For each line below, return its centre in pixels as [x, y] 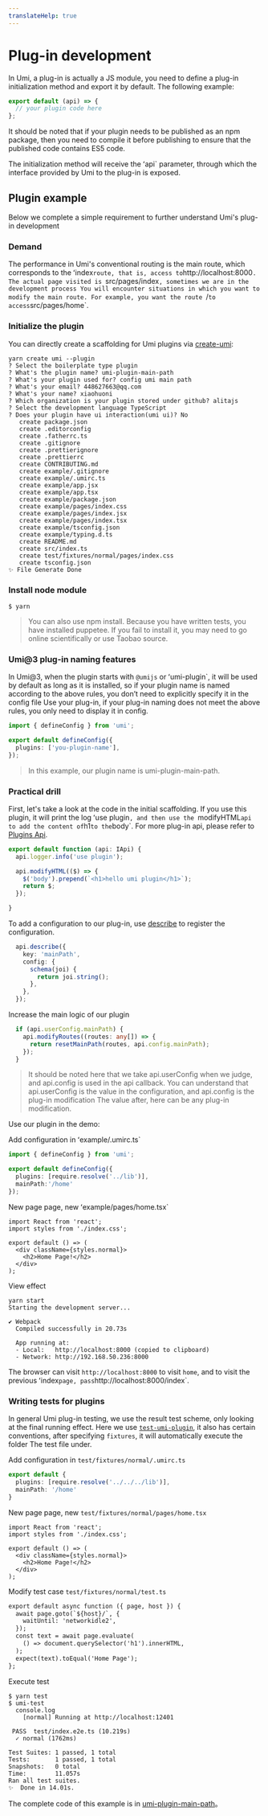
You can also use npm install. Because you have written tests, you [137, 621]
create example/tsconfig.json [69, 528]
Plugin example [48, 198]
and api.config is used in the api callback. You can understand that [138, 1083]
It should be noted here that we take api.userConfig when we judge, [140, 1074]
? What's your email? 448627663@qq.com [75, 387]
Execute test [29, 1681]
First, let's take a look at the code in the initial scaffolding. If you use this [128, 808]
